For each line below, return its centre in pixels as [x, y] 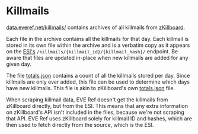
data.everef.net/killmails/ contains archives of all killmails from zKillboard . [96, 27]
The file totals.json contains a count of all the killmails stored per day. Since [98, 75]
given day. [19, 64]
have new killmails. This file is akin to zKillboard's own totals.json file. [91, 88]
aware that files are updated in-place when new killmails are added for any [97, 58]
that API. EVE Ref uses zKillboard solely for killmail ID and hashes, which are [99, 118]
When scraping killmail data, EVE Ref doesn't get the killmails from [87, 100]
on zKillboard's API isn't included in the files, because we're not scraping [95, 112]
